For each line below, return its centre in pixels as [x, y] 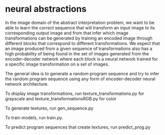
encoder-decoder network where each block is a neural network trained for [82, 59]
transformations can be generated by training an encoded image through [79, 38]
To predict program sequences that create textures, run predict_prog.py [78, 127]
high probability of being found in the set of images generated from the [77, 54]
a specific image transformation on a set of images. [57, 64]
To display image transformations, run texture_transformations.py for [75, 93]
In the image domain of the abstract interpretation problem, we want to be [80, 22]
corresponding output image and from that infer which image [67, 33]
